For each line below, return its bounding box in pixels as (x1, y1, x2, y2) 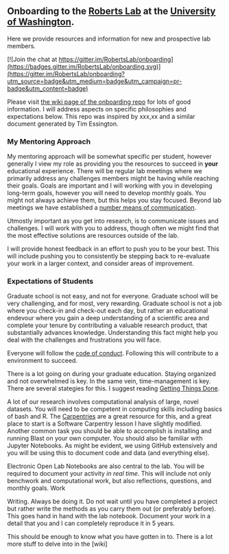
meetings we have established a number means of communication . (7, 203, 197, 212)
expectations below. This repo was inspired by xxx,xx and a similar (7, 112, 195, 120)
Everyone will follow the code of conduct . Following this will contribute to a (7, 349, 219, 357)
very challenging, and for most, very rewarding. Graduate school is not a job (7, 299, 222, 308)
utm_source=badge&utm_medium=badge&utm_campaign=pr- (7, 77, 182, 85)
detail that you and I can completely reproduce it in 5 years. (7, 519, 175, 528)
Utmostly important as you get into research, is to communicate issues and (7, 217, 219, 225)
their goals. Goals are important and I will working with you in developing (7, 181, 213, 190)
